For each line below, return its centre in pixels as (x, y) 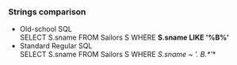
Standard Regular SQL (56, 46)
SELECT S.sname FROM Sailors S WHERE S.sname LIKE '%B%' (124, 37)
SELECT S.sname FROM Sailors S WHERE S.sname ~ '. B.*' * (118, 55)
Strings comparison (47, 12)
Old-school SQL (46, 29)
